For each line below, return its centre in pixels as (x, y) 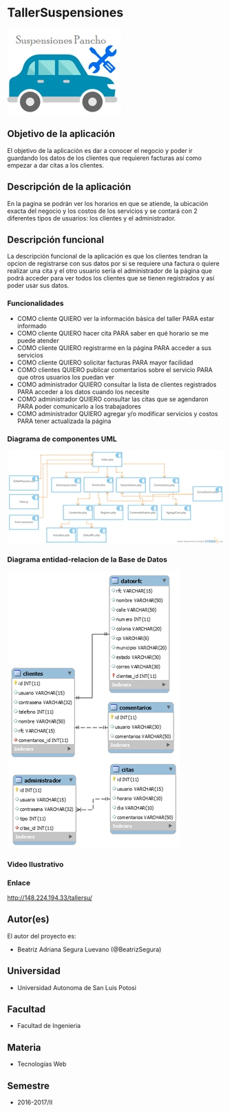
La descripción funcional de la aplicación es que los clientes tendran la (107, 256)
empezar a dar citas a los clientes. (56, 165)
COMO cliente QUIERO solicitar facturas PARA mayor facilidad (105, 362)
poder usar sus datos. (38, 286)
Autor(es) (28, 919)
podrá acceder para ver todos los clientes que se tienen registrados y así (111, 278)
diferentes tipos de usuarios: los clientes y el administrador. (92, 218)
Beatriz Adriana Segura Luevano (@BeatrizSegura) (89, 949)
